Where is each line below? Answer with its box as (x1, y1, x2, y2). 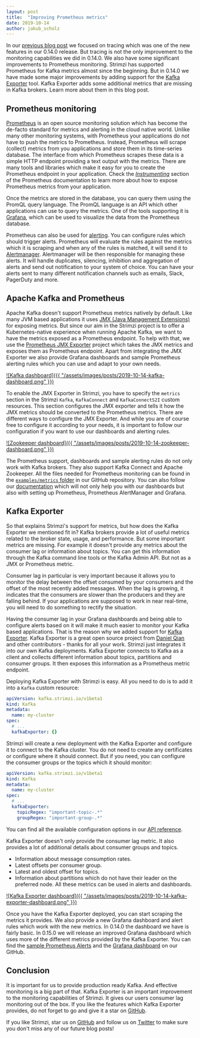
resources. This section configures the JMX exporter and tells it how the (6, 402, 184, 410)
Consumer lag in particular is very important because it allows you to (6, 572, 176, 579)
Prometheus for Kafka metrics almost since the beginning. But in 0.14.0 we (6, 67, 189, 75)
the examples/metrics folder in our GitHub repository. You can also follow (6, 476, 186, 483)
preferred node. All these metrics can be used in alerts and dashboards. (14, 880, 192, 888)
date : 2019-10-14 (6, 20, 50, 26)
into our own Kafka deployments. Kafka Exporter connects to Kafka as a (6, 647, 184, 654)
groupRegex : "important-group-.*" (17, 814, 103, 821)
